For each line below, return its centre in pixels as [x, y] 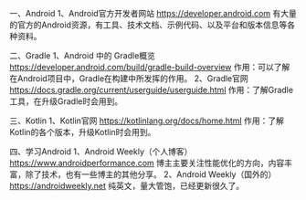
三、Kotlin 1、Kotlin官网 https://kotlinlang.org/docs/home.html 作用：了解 [147, 121]
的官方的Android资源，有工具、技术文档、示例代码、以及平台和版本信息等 [148, 25]
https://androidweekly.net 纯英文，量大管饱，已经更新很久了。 [127, 186]
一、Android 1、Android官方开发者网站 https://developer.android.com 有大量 [153, 13]
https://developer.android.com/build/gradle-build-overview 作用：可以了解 [150, 67]
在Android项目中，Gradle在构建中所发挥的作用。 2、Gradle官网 [129, 79]
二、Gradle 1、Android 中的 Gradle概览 [82, 56]
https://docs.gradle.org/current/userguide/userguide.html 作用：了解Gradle [152, 90]
